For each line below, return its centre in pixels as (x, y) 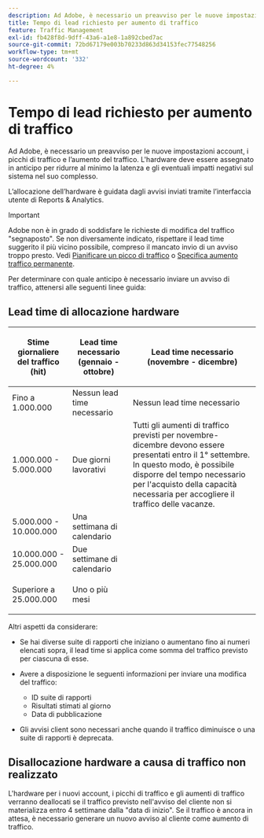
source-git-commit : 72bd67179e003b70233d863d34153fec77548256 (112, 45)
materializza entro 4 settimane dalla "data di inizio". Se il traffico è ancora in (130, 810)
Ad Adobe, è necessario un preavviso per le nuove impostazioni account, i (128, 151)
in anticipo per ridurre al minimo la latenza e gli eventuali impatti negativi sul (131, 168)
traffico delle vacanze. (174, 504)
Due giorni (91, 460)
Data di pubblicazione (66, 714)
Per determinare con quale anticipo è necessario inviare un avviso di (119, 279)
